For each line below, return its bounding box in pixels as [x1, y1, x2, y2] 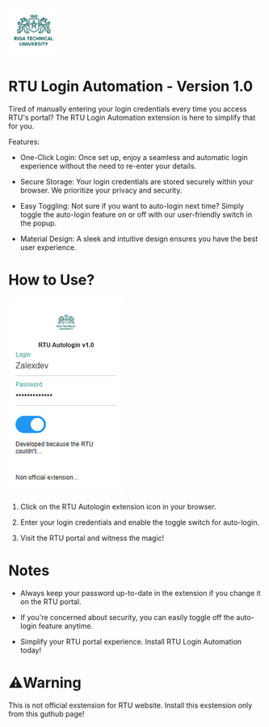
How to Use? [8, 271, 95, 290]
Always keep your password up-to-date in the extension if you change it [19, 588, 261, 598]
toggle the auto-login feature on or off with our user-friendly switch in [19, 209, 253, 219]
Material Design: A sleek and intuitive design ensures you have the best [19, 234, 258, 243]
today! [19, 645, 42, 655]
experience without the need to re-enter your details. [19, 161, 196, 171]
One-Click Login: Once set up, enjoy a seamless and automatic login [19, 152, 248, 162]
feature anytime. [38, 621, 94, 631]
